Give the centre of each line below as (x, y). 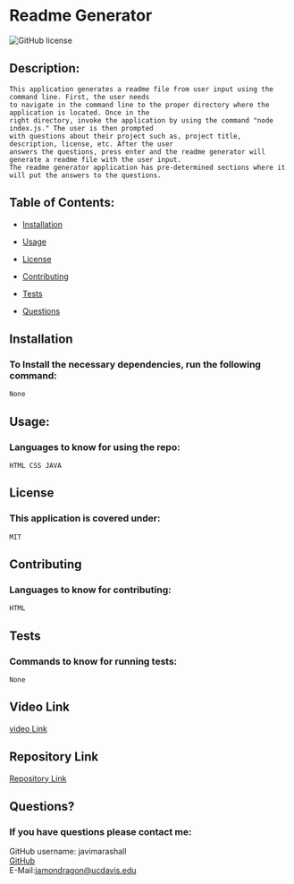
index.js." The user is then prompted (81, 128)
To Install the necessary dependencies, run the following (135, 364)
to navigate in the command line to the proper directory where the (139, 105)
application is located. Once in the (80, 113)
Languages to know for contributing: (90, 590)
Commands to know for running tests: (93, 661)
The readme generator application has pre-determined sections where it (147, 167)
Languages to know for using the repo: (95, 446)
